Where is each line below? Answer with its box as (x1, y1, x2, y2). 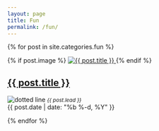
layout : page (7, 10, 46, 18)
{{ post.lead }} (47, 96, 82, 104)
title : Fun (7, 17, 40, 24)
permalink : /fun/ (7, 23, 59, 30)
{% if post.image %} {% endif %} (7, 56, 152, 65)
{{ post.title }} (7, 77, 71, 89)
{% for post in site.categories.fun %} (7, 43, 114, 51)
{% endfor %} (7, 117, 48, 125)
